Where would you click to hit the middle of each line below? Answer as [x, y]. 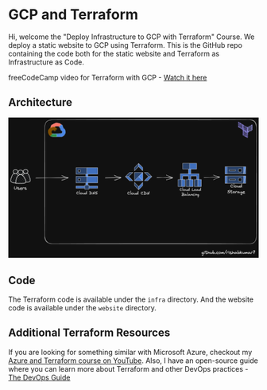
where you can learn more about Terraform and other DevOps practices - [128, 369]
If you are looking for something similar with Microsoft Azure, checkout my [130, 352]
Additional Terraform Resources [89, 333]
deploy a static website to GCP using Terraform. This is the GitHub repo [125, 45]
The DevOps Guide [39, 377]
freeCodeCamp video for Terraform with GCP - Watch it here [108, 77]
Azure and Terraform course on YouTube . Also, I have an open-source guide [133, 361]
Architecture [41, 102]
